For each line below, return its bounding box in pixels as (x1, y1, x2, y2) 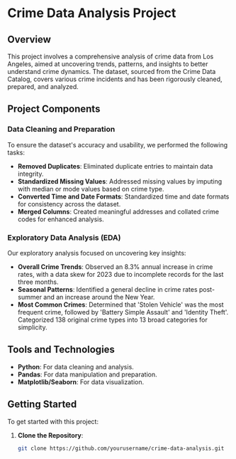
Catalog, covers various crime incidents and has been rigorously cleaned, (7, 75, 223, 83)
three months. (17, 278, 59, 286)
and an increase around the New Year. (43, 292, 155, 301)
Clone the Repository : (17, 431, 84, 439)
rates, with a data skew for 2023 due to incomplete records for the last (17, 270, 224, 278)
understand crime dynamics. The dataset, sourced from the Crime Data (7, 68, 216, 75)
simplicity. (17, 322, 47, 332)
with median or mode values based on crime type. (17, 184, 164, 193)
